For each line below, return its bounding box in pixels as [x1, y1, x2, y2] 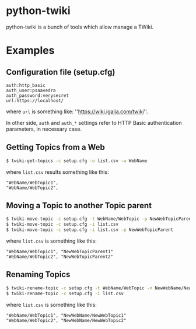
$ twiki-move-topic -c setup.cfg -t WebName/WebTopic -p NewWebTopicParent [6, 216, 194, 222]
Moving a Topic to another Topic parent [6, 201, 152, 211]
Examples [6, 44, 55, 57]
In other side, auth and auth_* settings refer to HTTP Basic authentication [6, 119, 182, 126]
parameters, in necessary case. [6, 125, 82, 132]
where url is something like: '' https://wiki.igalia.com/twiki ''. [6, 108, 148, 115]
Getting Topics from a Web [6, 142, 105, 152]
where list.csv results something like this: [6, 168, 109, 176]
